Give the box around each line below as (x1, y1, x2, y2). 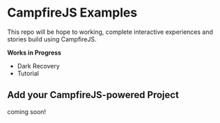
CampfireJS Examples (7, 5, 138, 21)
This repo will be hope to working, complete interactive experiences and (7, 28, 213, 36)
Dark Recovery (17, 61, 60, 70)
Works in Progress (7, 48, 62, 57)
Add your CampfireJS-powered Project (7, 89, 179, 101)
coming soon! (7, 107, 46, 115)
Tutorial (17, 69, 39, 77)
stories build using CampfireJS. (7, 35, 97, 43)
